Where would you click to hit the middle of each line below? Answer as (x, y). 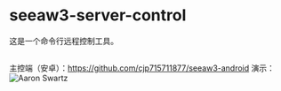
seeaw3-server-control (98, 15)
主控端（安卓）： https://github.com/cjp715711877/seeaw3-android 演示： (142, 68)
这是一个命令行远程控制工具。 (64, 41)
